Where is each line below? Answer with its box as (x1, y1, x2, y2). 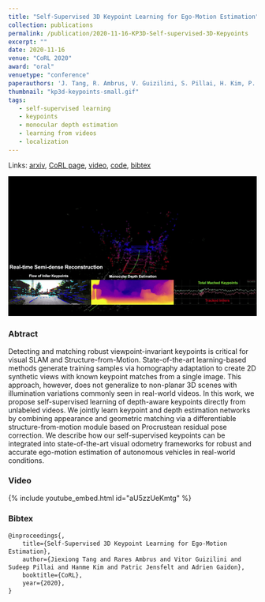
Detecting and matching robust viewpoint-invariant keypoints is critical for (8, 346, 248, 356)
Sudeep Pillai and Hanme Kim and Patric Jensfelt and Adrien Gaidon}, (8, 563, 245, 572)
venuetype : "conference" (8, 71, 90, 79)
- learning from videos (18, 130, 97, 137)
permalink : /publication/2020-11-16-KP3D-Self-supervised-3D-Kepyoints (8, 29, 248, 37)
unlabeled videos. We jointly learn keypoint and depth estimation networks (8, 405, 251, 415)
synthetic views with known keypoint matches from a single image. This (8, 371, 242, 381)
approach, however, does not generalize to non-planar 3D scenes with (8, 380, 237, 389)
